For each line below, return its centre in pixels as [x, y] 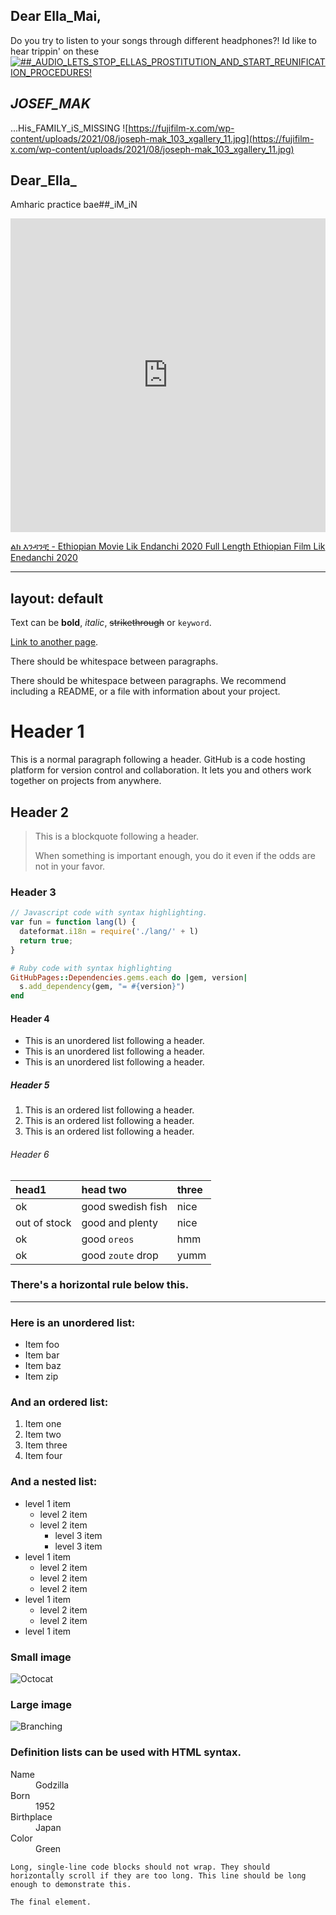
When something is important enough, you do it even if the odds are [175, 855]
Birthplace [31, 1816]
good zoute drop [120, 1255]
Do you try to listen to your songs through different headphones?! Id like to [163, 40]
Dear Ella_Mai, [56, 16]
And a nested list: [54, 1482]
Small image [41, 1657]
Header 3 [33, 892]
